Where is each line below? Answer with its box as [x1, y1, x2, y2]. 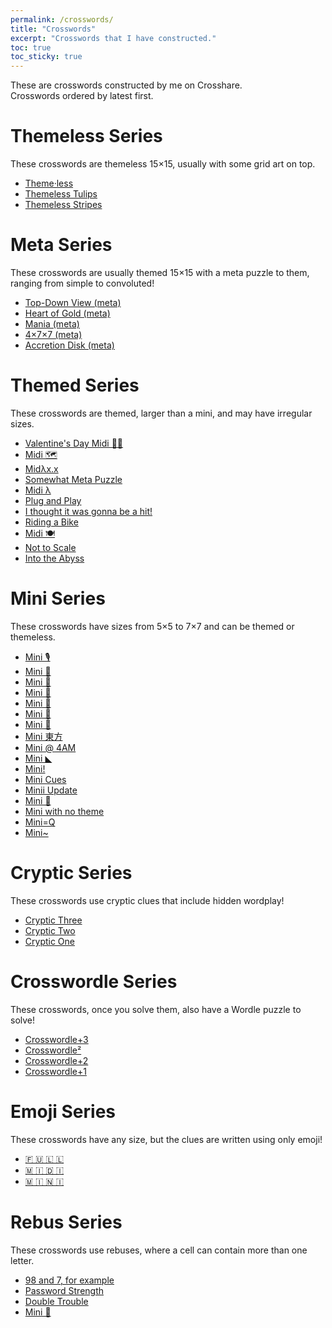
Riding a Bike [24, 516, 79, 528]
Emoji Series [10, 1100, 117, 1123]
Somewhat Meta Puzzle [24, 473, 123, 485]
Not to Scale [24, 541, 77, 553]
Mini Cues [24, 773, 67, 785]
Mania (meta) [24, 318, 80, 330]
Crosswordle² [24, 1044, 82, 1056]
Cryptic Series [10, 862, 133, 885]
